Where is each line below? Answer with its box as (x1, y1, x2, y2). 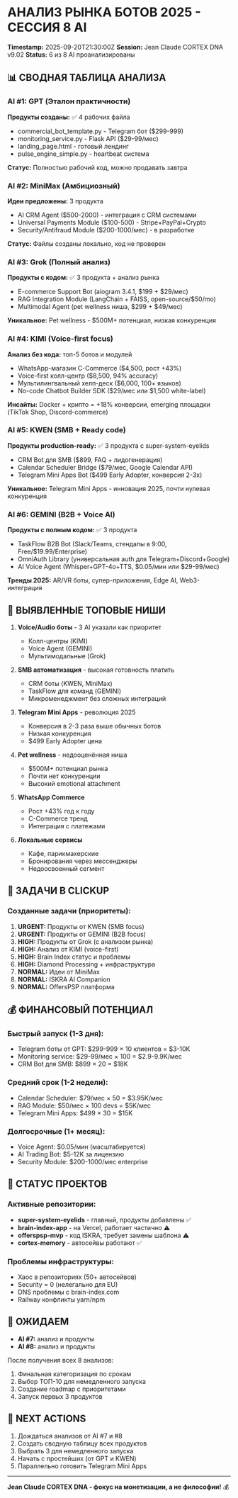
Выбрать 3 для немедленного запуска (17, 1446, 134, 1455)
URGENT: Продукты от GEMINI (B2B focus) (17, 930, 147, 938)
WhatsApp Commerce (17, 793, 85, 801)
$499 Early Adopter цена (28, 736, 103, 745)
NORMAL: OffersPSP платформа (17, 982, 115, 991)
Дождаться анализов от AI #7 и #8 (17, 1431, 123, 1440)
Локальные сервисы (17, 835, 83, 844)
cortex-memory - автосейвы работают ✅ (17, 1238, 142, 1247)
